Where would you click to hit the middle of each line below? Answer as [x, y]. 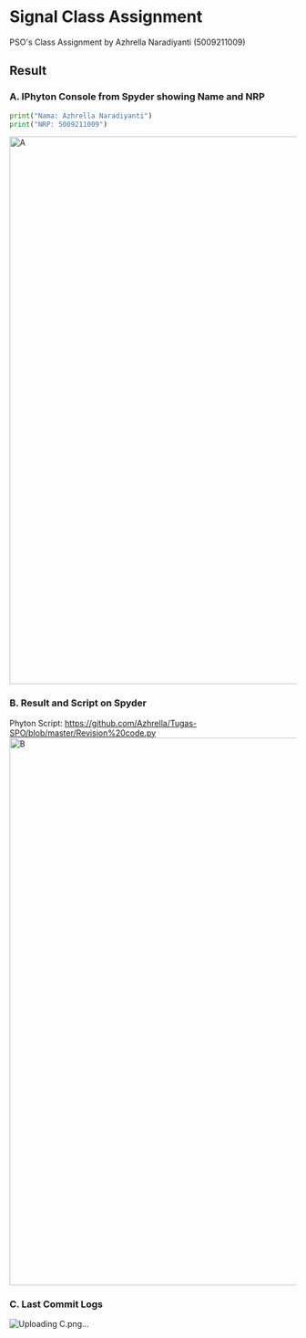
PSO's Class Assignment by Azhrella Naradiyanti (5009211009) [127, 42]
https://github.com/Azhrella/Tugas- [131, 723]
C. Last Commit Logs [56, 1304]
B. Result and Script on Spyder [78, 703]
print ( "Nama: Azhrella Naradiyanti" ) [81, 116]
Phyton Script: [36, 723]
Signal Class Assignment [106, 17]
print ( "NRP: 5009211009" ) [58, 124]
